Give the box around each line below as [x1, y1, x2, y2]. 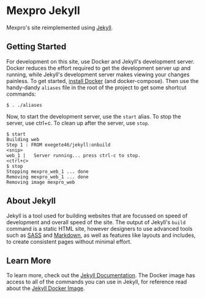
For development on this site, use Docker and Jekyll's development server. [6, 57, 195, 65]
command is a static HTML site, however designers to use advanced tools [6, 225, 193, 232]
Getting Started [6, 42, 67, 52]
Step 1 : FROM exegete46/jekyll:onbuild [6, 142, 111, 148]
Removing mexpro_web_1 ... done [6, 173, 89, 180]
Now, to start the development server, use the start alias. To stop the [6, 112, 182, 120]
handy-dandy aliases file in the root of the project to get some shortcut [6, 84, 187, 91]
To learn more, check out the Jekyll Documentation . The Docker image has [6, 272, 196, 279]
